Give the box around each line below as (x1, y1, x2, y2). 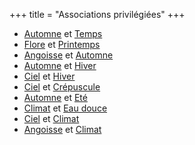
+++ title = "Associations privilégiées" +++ (9, 9, 186, 20)
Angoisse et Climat (23, 124, 102, 135)
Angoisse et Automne (23, 49, 114, 61)
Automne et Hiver (23, 60, 97, 71)
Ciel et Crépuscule (23, 81, 101, 93)
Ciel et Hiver (23, 70, 76, 82)
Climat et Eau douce (23, 102, 108, 114)
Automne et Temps (23, 28, 103, 39)
